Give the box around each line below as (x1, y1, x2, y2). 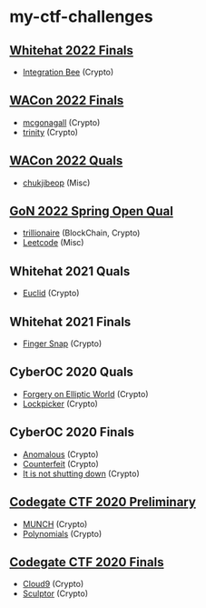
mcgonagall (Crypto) (22, 116, 101, 128)
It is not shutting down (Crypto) (22, 468, 141, 479)
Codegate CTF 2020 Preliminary (9, 494, 197, 510)
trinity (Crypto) (22, 126, 79, 137)
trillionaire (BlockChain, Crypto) (22, 227, 141, 238)
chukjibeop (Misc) (22, 177, 91, 188)
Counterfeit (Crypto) (22, 458, 100, 469)
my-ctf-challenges (9, 6, 153, 27)
